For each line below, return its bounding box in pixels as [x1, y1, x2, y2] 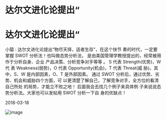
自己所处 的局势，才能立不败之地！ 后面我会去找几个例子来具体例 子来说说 [5, 84, 157, 90]
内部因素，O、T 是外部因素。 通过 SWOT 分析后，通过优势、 [30, 71, 156, 77]
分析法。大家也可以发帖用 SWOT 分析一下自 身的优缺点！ [9, 90, 127, 96]
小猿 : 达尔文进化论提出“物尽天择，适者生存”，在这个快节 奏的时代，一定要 [5, 47, 158, 53]
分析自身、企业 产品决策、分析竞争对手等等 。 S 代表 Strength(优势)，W [13, 59, 162, 65]
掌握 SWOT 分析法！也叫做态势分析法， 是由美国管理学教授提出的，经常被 [5, 53, 157, 59]
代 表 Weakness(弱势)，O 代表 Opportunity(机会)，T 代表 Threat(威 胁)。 [5, 65, 154, 71]
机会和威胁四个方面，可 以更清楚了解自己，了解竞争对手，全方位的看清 [13, 77, 159, 83]
